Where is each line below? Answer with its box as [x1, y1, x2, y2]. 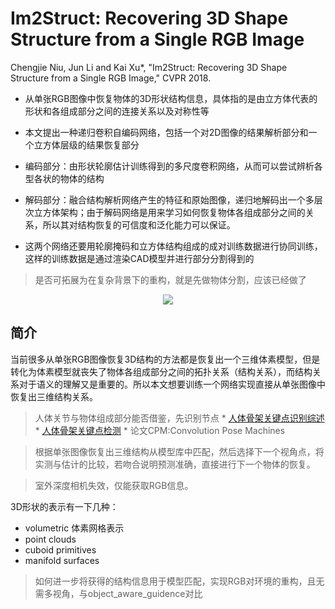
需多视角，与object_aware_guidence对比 [34, 587, 203, 599]
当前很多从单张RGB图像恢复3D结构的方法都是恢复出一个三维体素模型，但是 [10, 353, 321, 365]
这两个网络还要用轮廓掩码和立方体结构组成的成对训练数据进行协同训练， [24, 240, 323, 252]
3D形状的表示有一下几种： [10, 500, 119, 512]
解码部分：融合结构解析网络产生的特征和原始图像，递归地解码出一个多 [24, 193, 315, 206]
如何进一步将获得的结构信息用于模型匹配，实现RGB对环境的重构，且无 [34, 575, 325, 587]
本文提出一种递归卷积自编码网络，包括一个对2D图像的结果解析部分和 [24, 126, 309, 138]
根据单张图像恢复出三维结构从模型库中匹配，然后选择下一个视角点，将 [34, 445, 325, 457]
